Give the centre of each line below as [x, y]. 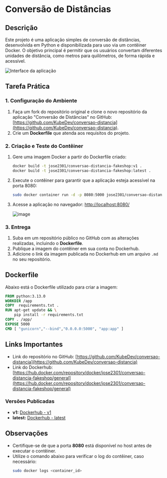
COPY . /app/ [19, 320]
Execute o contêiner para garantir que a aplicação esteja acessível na [84, 180]
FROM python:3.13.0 [25, 296]
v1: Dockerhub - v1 [32, 412]
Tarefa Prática [27, 86]
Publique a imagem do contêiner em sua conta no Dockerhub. [76, 249]
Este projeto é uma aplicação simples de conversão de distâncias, [73, 40]
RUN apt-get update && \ [31, 310]
